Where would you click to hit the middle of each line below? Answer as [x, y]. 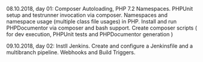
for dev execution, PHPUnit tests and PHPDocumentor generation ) [90, 34]
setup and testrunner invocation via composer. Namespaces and [87, 15]
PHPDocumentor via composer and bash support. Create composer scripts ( [102, 28]
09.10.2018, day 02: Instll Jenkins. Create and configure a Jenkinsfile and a [100, 46]
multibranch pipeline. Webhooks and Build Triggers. [71, 52]
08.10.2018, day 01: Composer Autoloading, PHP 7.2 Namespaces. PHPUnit [100, 9]
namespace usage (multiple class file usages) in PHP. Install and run [92, 21]
